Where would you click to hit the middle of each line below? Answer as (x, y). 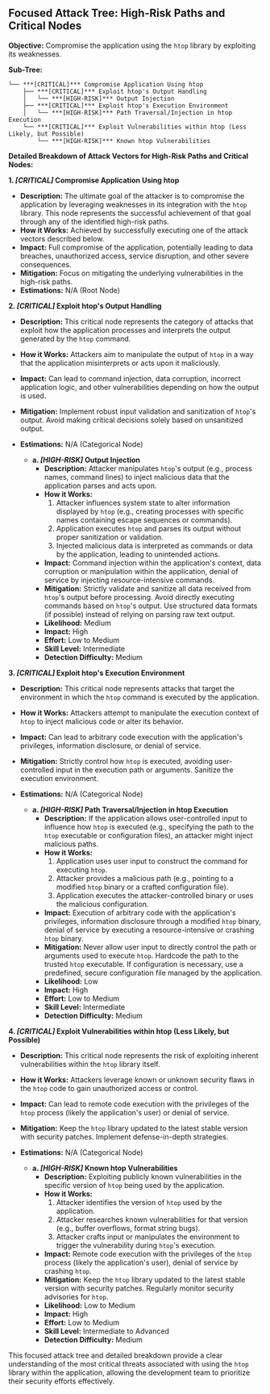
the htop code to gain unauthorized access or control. (109, 1088)
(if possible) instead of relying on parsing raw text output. (139, 614)
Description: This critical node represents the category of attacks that (137, 321)
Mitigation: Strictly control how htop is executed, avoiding (116, 761)
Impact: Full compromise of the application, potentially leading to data (137, 247)
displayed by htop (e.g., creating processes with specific (150, 511)
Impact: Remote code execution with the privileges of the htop (148, 1253)
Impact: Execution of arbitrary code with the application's (140, 913)
